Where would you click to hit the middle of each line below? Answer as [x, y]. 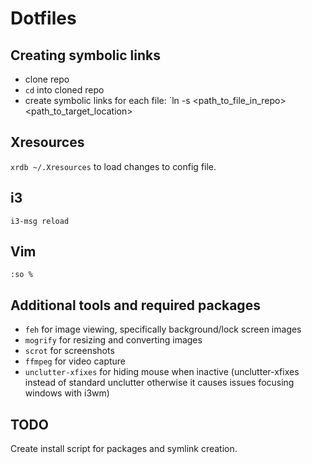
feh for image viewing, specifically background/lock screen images [163, 329]
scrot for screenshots [69, 351]
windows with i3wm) [67, 393]
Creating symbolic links [85, 55]
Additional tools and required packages [135, 305]
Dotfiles [43, 18]
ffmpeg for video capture [75, 361]
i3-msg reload [40, 221]
